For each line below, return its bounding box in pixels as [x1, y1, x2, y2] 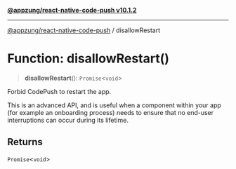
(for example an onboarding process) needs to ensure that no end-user [7, 108, 214, 116]
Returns [7, 136, 44, 148]
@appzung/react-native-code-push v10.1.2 [7, 6, 137, 14]
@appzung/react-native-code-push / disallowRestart [7, 26, 161, 34]
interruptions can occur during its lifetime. [7, 116, 129, 124]
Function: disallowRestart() [7, 50, 170, 67]
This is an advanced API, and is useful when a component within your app [7, 101, 221, 109]
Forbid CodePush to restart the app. [7, 87, 112, 95]
